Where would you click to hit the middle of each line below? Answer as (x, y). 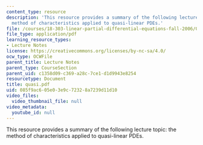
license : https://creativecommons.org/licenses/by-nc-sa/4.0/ (86, 51)
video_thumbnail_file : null (47, 101)
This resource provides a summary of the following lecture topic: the (92, 129)
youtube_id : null (34, 113)
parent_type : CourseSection (42, 68)
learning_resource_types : (39, 40)
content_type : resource (36, 12)
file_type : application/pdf (42, 34)
